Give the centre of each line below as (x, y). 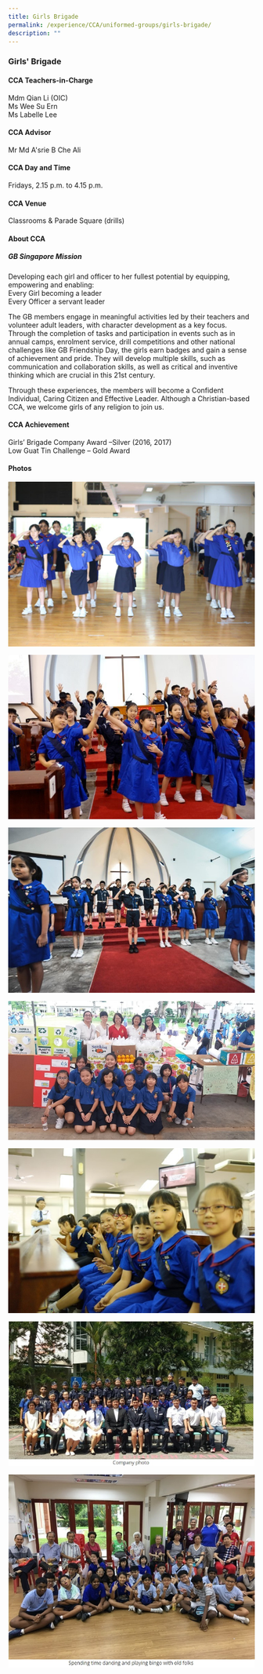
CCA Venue (27, 203)
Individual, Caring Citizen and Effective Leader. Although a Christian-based (129, 398)
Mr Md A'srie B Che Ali (45, 150)
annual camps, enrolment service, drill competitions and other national (122, 341)
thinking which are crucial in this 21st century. (82, 375)
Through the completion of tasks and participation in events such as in (122, 333)
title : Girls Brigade (43, 16)
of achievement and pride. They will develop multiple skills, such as (117, 358)
